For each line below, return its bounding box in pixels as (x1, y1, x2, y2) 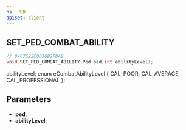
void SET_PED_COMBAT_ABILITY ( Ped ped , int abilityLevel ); (6, 59, 154, 65)
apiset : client (6, 15, 45, 21)
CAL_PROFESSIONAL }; (6, 77, 66, 84)
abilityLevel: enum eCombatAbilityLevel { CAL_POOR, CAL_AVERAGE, (6, 70, 181, 78)
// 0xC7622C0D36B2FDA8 (6, 53, 64, 60)
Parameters (6, 94, 52, 104)
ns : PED (6, 9, 26, 15)
